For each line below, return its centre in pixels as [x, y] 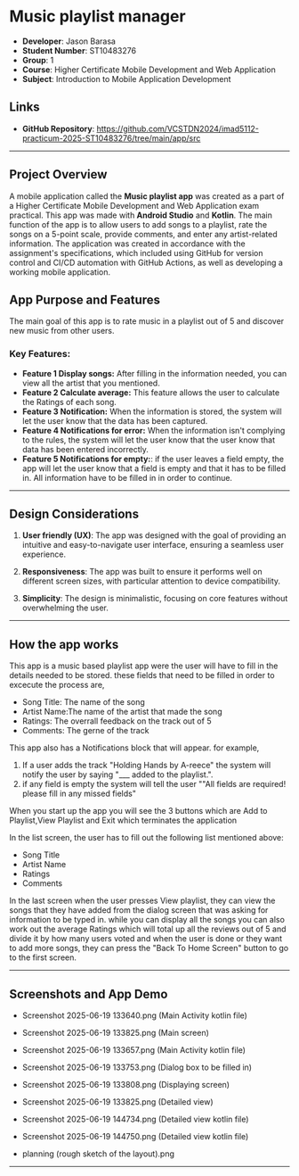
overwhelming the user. [65, 608]
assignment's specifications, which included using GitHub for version [136, 253]
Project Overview [58, 174]
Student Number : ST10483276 [79, 50]
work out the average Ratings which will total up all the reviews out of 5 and [148, 929]
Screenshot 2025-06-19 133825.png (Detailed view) [117, 1102]
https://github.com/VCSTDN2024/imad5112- [178, 128]
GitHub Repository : [58, 128]
